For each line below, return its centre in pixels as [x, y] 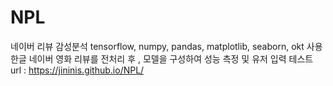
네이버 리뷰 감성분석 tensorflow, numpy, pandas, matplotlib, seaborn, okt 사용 [166, 46]
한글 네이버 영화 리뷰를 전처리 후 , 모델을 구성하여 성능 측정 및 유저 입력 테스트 [162, 58]
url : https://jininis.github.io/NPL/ [77, 70]
